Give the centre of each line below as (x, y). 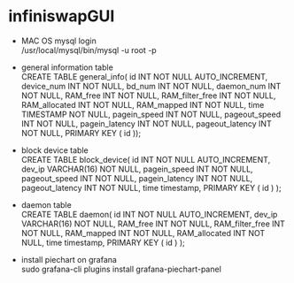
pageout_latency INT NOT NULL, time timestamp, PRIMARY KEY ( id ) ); (151, 187)
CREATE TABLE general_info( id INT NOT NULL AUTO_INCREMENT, (144, 76)
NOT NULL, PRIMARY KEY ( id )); (81, 133)
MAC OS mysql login (58, 41)
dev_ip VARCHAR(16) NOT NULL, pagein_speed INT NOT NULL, (137, 169)
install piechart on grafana (69, 259)
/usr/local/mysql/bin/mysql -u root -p (89, 50)
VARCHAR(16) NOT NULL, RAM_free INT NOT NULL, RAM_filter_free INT (153, 224)
